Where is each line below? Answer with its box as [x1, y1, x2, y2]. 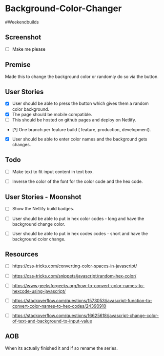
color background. [12, 106, 50, 112]
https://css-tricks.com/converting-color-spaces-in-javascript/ [12, 263, 138, 269]
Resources [5, 250, 39, 258]
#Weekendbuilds [5, 19, 39, 25]
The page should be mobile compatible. [12, 111, 92, 117]
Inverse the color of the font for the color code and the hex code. [12, 178, 143, 184]
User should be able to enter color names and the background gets [12, 136, 147, 142]
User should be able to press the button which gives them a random [12, 100, 149, 106]
